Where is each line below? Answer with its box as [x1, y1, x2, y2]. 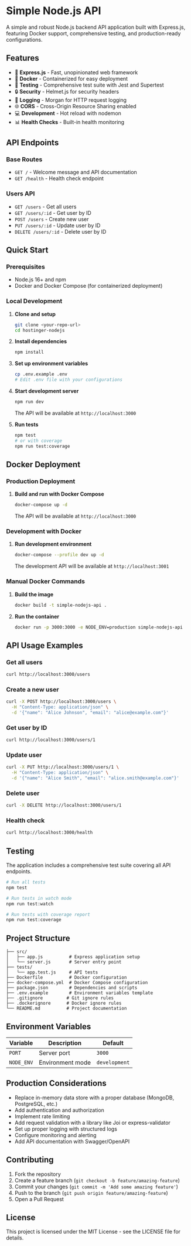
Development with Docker [6, 527, 82, 536]
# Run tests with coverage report [6, 911, 91, 918]
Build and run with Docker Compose [14, 490, 104, 498]
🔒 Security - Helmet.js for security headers [14, 88, 119, 95]
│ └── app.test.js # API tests [6, 969, 98, 975]
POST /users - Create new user [14, 215, 89, 222]
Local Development [6, 297, 63, 305]
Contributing [6, 1155, 54, 1165]
